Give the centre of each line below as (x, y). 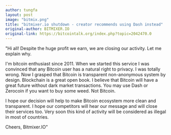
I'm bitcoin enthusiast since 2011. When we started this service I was (77, 64)
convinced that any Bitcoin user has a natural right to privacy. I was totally (83, 69)
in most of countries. (27, 117)
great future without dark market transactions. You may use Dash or (77, 85)
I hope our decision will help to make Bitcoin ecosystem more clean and (81, 101)
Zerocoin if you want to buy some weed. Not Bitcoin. (60, 91)
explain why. (18, 54)
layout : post (19, 15)
